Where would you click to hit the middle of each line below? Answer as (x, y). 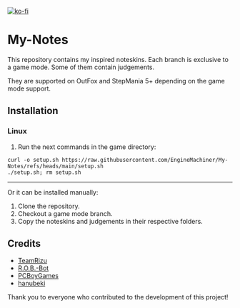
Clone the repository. (49, 206)
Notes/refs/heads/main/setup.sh (55, 166)
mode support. (29, 88)
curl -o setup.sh (33, 160)
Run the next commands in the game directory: (87, 147)
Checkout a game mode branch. (65, 213)
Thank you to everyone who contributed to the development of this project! (118, 297)
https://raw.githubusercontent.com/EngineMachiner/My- (145, 160)
